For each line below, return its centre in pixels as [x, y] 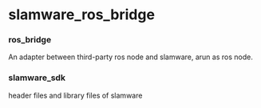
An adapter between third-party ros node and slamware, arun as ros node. [130, 57]
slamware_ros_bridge [82, 15]
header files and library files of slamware [75, 95]
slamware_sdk [37, 78]
